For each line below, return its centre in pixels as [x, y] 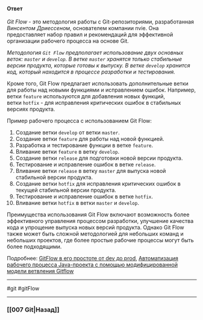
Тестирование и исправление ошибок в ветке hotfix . [84, 196]
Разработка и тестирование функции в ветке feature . [84, 145]
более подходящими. [34, 246]
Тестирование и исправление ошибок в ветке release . [86, 165]
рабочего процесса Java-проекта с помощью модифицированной [92, 265]
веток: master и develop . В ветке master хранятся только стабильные [95, 59]
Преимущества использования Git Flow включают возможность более [98, 215]
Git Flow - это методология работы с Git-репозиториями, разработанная [101, 22]
